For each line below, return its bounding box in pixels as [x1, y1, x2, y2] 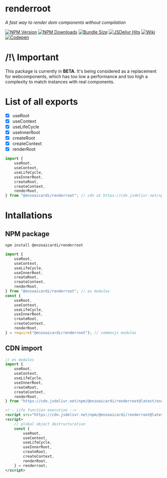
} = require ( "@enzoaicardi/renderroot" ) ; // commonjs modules [5, 330, 137, 335]
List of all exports [5, 96, 78, 107]
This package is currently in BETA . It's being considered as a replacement [5, 68, 157, 74]
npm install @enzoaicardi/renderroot [5, 243, 83, 248]
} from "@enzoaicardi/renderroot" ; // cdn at [5, 193, 101, 198]
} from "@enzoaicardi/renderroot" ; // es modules [5, 289, 110, 294]
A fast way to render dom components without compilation [5, 19, 126, 25]
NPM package [5, 230, 50, 238]
